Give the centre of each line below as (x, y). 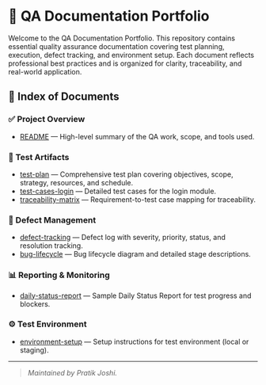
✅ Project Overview (47, 120)
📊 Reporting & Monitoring (59, 275)
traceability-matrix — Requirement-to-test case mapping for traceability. (137, 199)
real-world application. (45, 71)
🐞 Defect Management (52, 219)
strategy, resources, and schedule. (76, 182)
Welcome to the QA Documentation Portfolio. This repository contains (122, 38)
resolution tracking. (51, 246)
